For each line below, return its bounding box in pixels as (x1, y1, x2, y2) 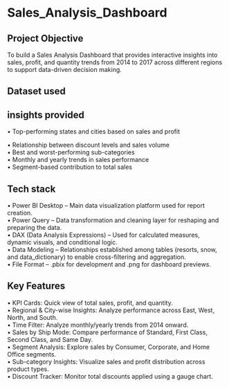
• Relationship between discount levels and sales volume (7, 141, 170, 150)
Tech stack (7, 183, 56, 195)
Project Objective (7, 33, 84, 44)
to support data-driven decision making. (7, 66, 122, 73)
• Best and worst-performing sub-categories (7, 148, 135, 156)
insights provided (7, 109, 84, 120)
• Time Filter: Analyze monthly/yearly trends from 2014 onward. (7, 321, 189, 329)
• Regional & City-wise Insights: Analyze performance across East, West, (7, 306, 215, 314)
